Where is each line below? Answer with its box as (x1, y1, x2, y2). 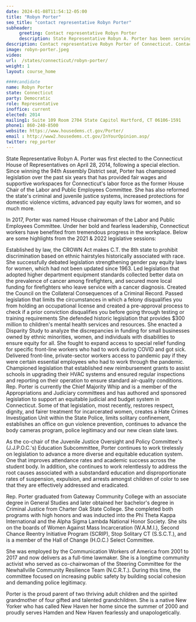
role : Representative (6, 101, 59, 107)
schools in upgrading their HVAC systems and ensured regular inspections (6, 370, 185, 378)
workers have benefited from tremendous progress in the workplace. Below (6, 228, 188, 235)
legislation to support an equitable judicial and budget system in (6, 395, 160, 402)
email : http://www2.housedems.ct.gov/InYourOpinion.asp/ (6, 134, 150, 139)
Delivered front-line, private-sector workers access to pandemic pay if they (6, 352, 188, 359)
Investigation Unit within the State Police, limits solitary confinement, (6, 414, 171, 421)
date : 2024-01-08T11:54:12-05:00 (6, 8, 87, 15)
